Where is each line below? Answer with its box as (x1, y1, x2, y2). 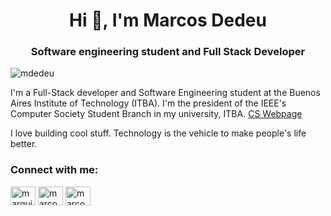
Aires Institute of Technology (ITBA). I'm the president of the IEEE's (10, 97, 287, 109)
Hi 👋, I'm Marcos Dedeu (69, 9, 267, 32)
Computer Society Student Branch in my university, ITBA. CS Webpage (10, 108, 303, 120)
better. (10, 138, 38, 150)
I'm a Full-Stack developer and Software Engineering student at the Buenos (10, 87, 321, 99)
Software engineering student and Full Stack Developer (30, 45, 306, 59)
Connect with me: (10, 163, 99, 177)
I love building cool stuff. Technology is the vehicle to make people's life (10, 127, 307, 139)
